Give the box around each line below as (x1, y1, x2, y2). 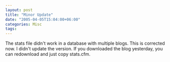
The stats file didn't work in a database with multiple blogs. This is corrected (5, 40, 165, 46)
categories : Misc (5, 21, 42, 27)
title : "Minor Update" (5, 12, 53, 17)
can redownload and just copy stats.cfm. (5, 51, 91, 57)
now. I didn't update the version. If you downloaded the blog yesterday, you (5, 46, 163, 52)
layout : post (5, 7, 33, 13)
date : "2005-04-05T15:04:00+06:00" (5, 17, 81, 22)
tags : (5, 26, 17, 32)
